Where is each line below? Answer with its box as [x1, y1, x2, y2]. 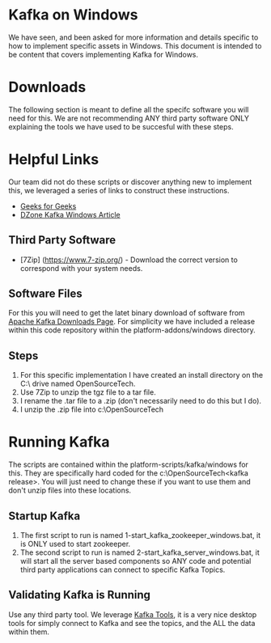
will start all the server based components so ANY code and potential [19, 556, 252, 565]
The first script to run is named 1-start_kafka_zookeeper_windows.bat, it [19, 531, 261, 539]
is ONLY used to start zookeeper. [19, 539, 131, 548]
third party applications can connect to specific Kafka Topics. [19, 565, 226, 574]
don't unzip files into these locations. [8, 485, 132, 495]
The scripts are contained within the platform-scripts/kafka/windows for [8, 459, 249, 470]
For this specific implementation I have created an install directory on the [19, 370, 264, 380]
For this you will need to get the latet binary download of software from [8, 308, 245, 318]
